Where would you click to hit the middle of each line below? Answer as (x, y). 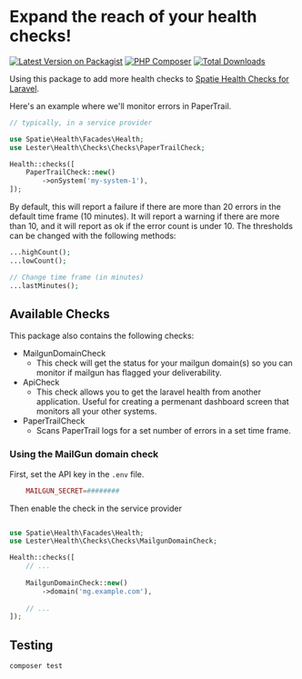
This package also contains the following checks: (102, 336)
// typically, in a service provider (81, 123)
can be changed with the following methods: (93, 236)
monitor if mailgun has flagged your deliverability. (129, 373)
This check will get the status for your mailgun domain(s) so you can (164, 363)
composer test (36, 666)
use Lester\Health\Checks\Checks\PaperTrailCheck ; (107, 147)
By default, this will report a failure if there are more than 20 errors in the (146, 207)
